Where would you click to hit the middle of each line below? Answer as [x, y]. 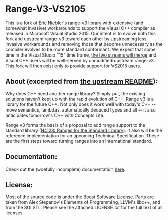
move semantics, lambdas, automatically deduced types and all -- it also [80, 109]
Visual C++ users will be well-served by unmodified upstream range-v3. [80, 60]
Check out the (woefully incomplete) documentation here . [65, 169]
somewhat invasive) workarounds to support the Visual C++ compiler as [80, 28]
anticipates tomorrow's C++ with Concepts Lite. [55, 115]
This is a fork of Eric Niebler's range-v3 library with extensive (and [74, 23]
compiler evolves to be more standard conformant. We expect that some [80, 49]
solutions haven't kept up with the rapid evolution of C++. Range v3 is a [79, 99]
